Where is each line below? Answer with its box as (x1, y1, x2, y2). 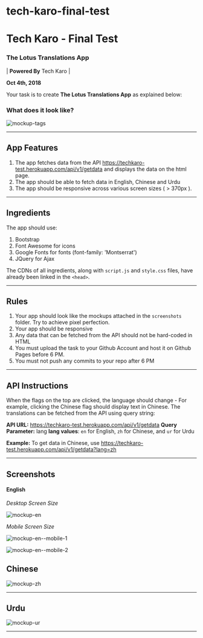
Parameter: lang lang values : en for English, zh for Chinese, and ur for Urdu (6, 428, 195, 435)
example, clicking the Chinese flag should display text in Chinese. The (6, 403, 181, 410)
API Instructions (6, 380, 68, 391)
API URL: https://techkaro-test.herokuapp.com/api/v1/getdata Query (6, 421, 177, 429)
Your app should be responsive (14, 325, 93, 332)
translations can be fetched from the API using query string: (6, 410, 155, 417)
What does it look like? (6, 106, 74, 114)
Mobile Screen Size (6, 522, 54, 530)
